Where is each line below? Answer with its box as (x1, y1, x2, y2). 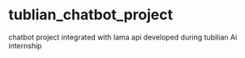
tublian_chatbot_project (8, 6, 173, 24)
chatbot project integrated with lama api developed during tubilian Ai (8, 32, 238, 42)
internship (8, 40, 42, 50)
